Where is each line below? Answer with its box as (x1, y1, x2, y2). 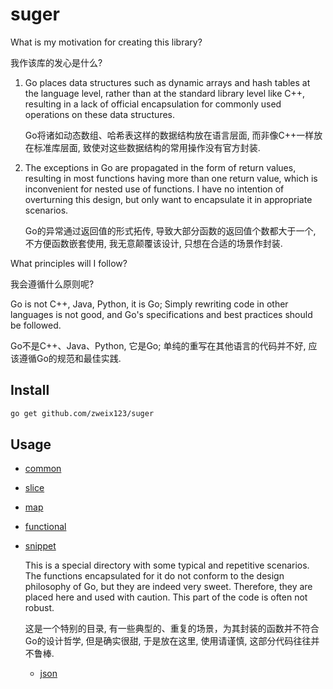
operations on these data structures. (24, 108, 176, 120)
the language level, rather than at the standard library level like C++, (24, 87, 306, 99)
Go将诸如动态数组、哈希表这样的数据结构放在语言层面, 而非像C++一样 (24, 129, 315, 141)
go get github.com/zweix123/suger (10, 408, 155, 418)
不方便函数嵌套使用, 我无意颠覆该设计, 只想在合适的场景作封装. (24, 237, 283, 249)
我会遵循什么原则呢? (10, 278, 95, 290)
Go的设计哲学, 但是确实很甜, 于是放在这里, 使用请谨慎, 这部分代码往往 (24, 635, 312, 647)
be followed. (10, 319, 62, 331)
